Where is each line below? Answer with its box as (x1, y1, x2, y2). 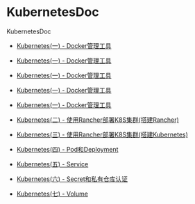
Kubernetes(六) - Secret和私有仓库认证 (16, 175, 128, 183)
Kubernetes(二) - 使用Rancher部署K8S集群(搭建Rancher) (16, 116, 180, 124)
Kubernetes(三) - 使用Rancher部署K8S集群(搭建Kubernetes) (16, 130, 189, 139)
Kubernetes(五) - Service (16, 159, 89, 168)
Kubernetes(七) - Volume (16, 189, 88, 198)
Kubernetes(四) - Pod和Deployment (16, 145, 119, 153)
